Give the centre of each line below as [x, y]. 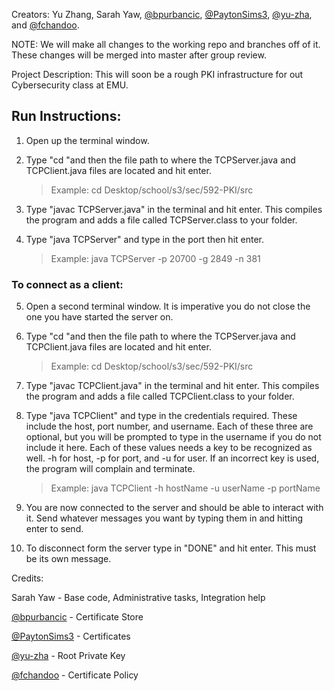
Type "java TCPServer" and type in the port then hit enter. [145, 239]
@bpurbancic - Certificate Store [77, 617]
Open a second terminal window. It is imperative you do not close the [168, 306]
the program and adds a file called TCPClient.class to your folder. [160, 396]
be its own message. [68, 559]
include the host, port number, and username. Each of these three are [169, 426]
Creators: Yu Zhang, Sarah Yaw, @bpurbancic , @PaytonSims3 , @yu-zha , [162, 14]
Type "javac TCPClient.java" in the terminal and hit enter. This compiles [172, 386]
